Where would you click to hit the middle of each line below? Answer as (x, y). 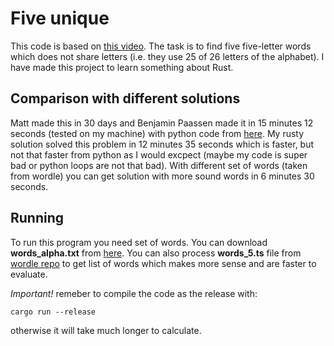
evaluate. (29, 274)
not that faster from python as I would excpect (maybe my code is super (159, 154)
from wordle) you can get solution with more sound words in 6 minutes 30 (162, 176)
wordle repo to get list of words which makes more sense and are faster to (163, 263)
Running (37, 218)
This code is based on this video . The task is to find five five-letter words (161, 46)
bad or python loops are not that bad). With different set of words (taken (159, 165)
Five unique (60, 18)
